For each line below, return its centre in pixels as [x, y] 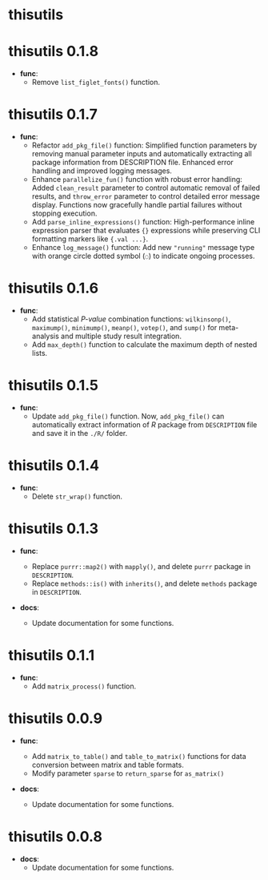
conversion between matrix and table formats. [108, 765]
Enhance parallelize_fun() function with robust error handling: [137, 180]
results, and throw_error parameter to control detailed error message [146, 196]
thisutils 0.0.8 [55, 836]
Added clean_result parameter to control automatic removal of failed [146, 188]
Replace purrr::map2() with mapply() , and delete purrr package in [141, 566]
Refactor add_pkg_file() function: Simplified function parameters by [144, 145]
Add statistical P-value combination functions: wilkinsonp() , [131, 319]
